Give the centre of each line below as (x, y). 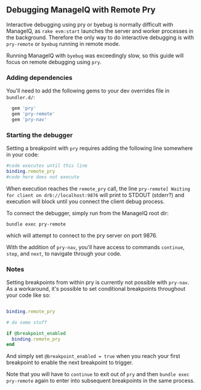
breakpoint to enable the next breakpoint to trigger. (70, 363)
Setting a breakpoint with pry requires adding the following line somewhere (100, 148)
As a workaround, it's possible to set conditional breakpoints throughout (96, 288)
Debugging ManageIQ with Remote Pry (81, 10)
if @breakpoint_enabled (36, 333)
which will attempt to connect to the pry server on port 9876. (82, 235)
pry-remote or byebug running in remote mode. (63, 44)
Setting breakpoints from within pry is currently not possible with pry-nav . (98, 282)
